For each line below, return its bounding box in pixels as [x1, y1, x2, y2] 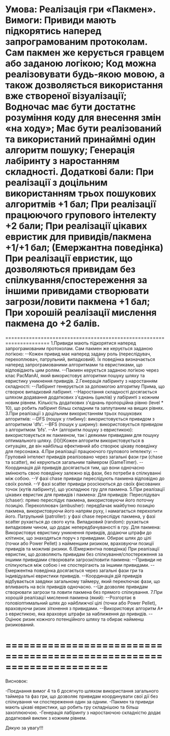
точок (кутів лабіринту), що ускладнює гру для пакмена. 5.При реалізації [5, 486, 165, 492]
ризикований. [5, 621, 35, 627]
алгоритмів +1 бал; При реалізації [5, 199, 156, 210]
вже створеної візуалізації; [5, 90, 127, 102]
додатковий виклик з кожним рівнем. [5, 715, 87, 721]
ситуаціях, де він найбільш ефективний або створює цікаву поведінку [5, 442, 158, 449]
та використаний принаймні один [5, 134, 156, 145]
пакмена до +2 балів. [5, 318, 100, 329]
